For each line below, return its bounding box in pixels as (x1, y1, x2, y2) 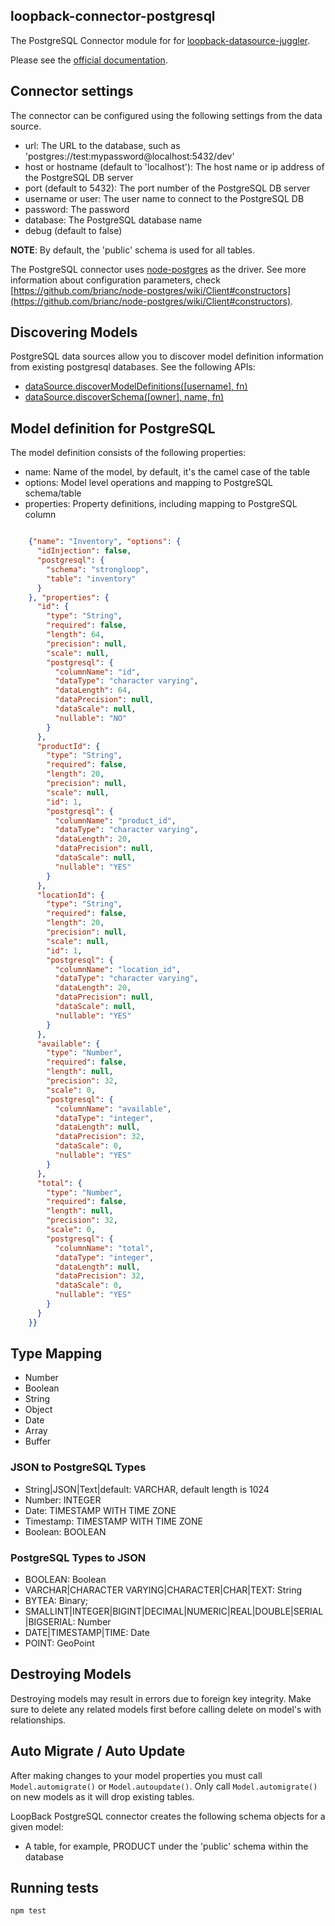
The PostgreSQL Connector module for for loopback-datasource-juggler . (10, 34, 311, 46)
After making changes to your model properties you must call (10, 1769, 263, 1781)
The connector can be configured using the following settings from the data (10, 109, 323, 121)
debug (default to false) (24, 224, 123, 236)
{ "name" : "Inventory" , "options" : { (28, 537, 182, 547)
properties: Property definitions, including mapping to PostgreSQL (24, 498, 298, 510)
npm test (10, 1906, 47, 1916)
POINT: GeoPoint (24, 1637, 95, 1649)
